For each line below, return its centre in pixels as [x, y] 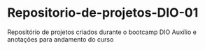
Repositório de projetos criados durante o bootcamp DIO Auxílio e [102, 32]
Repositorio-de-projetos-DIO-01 [103, 13]
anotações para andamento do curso [61, 39]
